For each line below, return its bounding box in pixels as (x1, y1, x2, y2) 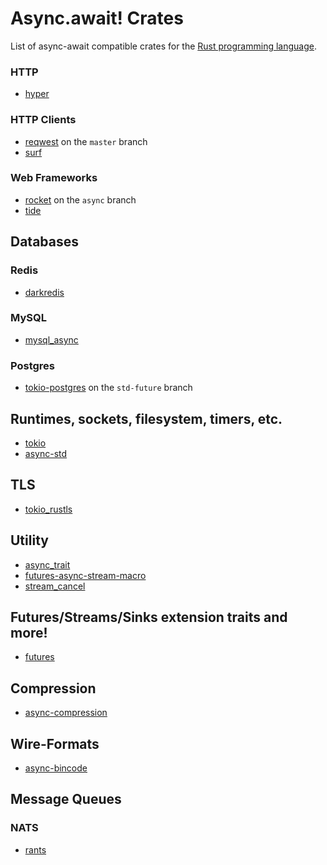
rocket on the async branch (24, 193, 137, 206)
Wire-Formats (10, 735, 100, 752)
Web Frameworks (10, 171, 98, 185)
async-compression (24, 707, 108, 719)
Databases (10, 233, 80, 251)
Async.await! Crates (10, 7, 184, 30)
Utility (10, 532, 49, 549)
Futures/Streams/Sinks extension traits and (10, 608, 288, 626)
